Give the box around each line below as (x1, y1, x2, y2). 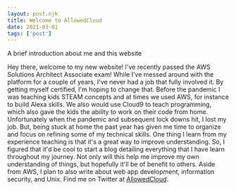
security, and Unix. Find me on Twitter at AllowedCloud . (7, 175, 169, 184)
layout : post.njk (7, 10, 58, 18)
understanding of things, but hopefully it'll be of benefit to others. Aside (7, 160, 216, 169)
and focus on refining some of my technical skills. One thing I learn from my (7, 130, 228, 139)
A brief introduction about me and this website (7, 49, 142, 58)
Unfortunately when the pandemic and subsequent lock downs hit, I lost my (7, 115, 227, 124)
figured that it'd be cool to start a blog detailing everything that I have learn (7, 145, 225, 153)
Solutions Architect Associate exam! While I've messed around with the (7, 70, 214, 79)
